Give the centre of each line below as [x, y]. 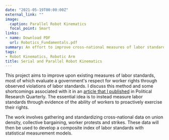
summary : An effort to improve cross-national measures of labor [75, 47]
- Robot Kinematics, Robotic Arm [40, 56]
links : [12, 33]
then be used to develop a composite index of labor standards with [75, 128]
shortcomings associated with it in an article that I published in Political [79, 91]
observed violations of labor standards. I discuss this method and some [79, 86]
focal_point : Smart [30, 29]
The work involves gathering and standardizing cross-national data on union [84, 117]
